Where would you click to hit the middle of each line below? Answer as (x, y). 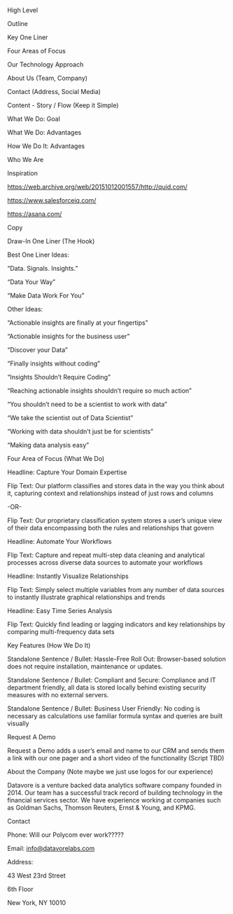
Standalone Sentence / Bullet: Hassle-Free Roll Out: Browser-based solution (116, 659)
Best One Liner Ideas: (38, 255)
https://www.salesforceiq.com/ (52, 200)
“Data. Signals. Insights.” (43, 268)
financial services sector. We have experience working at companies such (114, 800)
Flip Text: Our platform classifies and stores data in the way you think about (116, 486)
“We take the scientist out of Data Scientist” (70, 418)
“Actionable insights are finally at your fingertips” (78, 323)
